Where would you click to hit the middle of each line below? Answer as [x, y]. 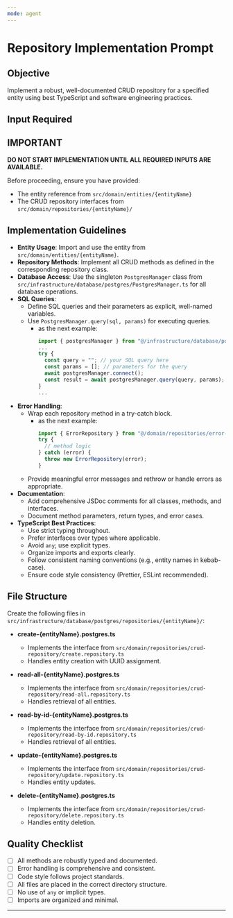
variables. [42, 314]
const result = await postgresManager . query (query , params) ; [135, 380]
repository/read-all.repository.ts [79, 695]
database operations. [48, 291]
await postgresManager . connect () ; [94, 373]
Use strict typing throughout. [69, 530]
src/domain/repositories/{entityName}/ [75, 209]
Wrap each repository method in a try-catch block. [100, 413]
